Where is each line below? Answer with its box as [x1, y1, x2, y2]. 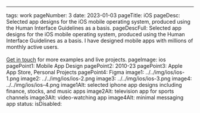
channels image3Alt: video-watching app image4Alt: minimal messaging [6, 94, 184, 101]
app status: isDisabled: [6, 101, 62, 107]
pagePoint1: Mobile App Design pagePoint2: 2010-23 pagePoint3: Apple [6, 62, 183, 69]
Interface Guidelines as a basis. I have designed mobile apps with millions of [6, 37, 193, 44]
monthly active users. [6, 43, 60, 51]
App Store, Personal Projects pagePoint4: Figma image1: [6, 69, 145, 76]
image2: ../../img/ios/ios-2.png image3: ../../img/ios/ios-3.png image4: [20, 75, 192, 82]
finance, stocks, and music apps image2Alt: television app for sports [6, 87, 174, 95]
